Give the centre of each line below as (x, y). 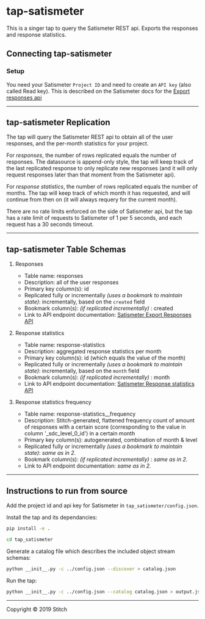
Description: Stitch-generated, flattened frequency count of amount (110, 421)
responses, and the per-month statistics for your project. (77, 143)
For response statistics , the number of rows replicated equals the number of (102, 187)
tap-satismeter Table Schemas (66, 249)
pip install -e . (28, 529)
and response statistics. (36, 34)
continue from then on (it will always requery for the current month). (92, 200)
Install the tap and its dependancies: (52, 518)
